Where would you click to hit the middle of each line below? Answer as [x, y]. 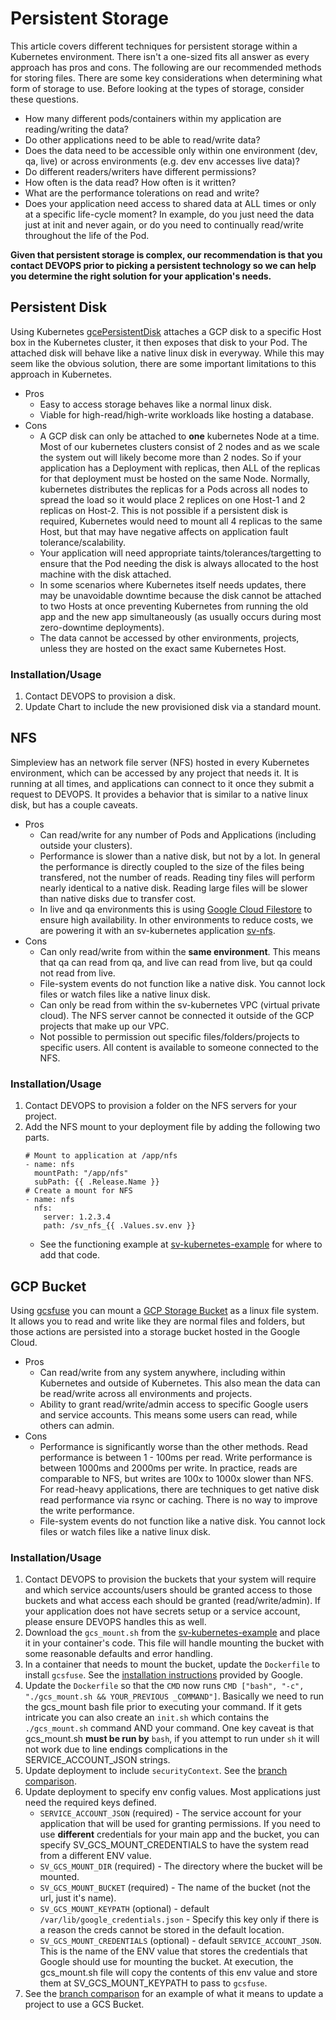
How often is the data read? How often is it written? [130, 182]
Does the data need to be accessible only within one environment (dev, [171, 150]
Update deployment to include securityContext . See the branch [156, 1771]
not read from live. [77, 973]
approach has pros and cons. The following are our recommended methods [166, 67]
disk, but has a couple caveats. [74, 804]
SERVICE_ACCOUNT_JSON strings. [97, 1760]
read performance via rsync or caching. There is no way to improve [178, 1499]
